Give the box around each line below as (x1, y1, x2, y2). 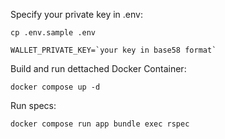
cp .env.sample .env (10, 28, 97, 38)
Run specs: (10, 100, 57, 111)
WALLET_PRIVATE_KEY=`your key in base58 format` (10, 45, 217, 55)
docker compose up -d (10, 82, 101, 92)
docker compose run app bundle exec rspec (10, 119, 190, 129)
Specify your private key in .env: (10, 9, 143, 20)
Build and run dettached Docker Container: (10, 63, 187, 74)
